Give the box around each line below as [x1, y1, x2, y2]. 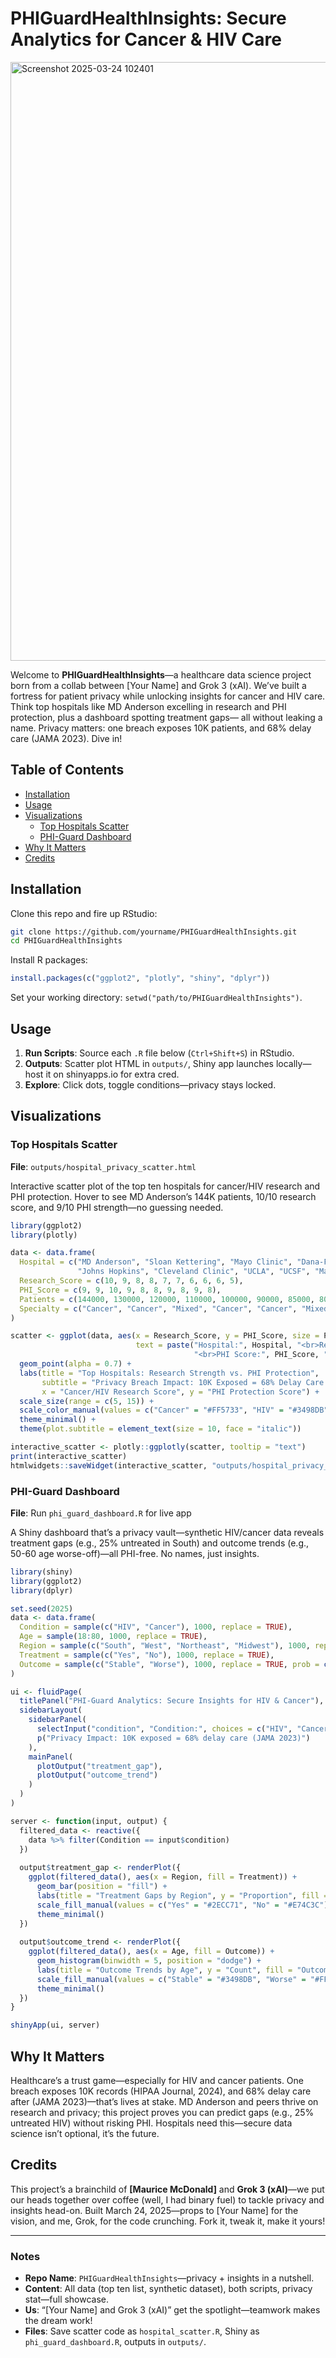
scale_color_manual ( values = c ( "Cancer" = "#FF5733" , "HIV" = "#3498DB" [19, 1405, 329, 1416]
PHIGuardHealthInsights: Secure [10, 7, 287, 30]
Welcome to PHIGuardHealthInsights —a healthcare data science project [10, 668, 312, 681]
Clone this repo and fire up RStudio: [10, 907, 158, 919]
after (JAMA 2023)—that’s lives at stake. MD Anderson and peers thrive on [10, 2096, 319, 2108]
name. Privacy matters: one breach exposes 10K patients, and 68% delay [10, 722, 312, 734]
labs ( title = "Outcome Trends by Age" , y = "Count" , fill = [36, 1965, 293, 1975]
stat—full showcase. [24, 2293, 110, 2306]
